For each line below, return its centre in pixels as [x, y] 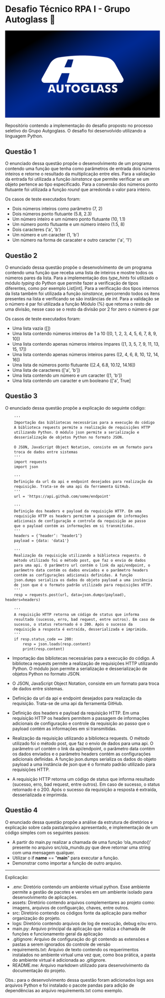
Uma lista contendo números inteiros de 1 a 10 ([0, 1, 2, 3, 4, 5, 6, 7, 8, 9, [84, 334]
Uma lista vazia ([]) [31, 328]
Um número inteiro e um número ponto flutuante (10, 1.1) [69, 219]
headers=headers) [23, 600]
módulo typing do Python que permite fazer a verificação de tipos [72, 283]
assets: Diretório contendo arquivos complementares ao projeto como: [84, 902]
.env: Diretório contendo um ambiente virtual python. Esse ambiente [81, 887]
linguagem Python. [24, 136]
